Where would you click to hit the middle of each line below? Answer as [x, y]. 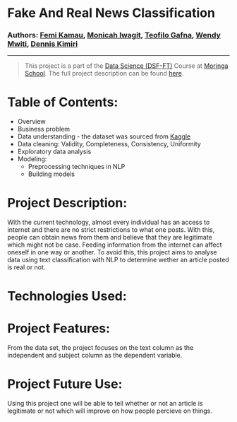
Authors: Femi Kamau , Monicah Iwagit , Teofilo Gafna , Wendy [114, 35]
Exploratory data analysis [54, 152]
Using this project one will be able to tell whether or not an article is [105, 404]
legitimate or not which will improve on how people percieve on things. [110, 411]
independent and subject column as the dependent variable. [95, 356]
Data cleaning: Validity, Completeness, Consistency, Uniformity [109, 144]
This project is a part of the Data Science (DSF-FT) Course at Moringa [126, 66]
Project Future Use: [65, 384]
